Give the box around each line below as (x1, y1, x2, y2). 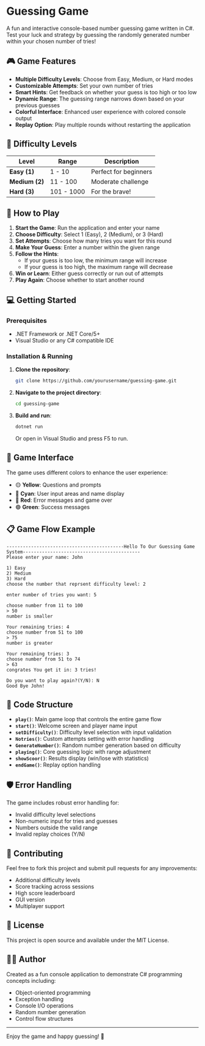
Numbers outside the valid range (15, 824, 98, 832)
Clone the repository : (15, 366, 71, 373)
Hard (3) (9, 187, 35, 195)
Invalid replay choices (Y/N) (15, 830, 85, 838)
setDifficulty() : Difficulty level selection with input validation (15, 729, 172, 736)
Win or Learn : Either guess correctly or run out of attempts (15, 270, 164, 277)
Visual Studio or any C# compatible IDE (15, 337, 114, 344)
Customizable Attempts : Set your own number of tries (15, 81, 154, 89)
